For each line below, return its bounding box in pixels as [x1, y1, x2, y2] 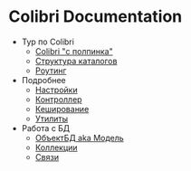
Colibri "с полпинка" [34, 45, 114, 56]
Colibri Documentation [8, 6, 183, 27]
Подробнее [21, 74, 67, 85]
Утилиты [34, 113, 69, 124]
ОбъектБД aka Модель [34, 132, 124, 143]
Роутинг [34, 65, 67, 76]
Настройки [34, 84, 78, 95]
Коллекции [34, 142, 78, 153]
